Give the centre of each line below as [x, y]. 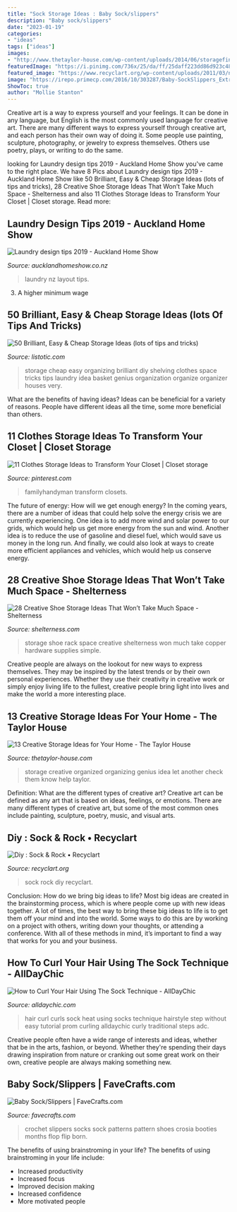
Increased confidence [49, 1194]
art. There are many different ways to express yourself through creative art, [117, 128]
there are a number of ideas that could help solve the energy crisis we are [115, 513]
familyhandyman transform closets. [76, 492]
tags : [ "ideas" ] [31, 47]
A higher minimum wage [53, 292]
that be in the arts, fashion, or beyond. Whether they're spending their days [117, 1047]
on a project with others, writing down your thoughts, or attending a [105, 926]
